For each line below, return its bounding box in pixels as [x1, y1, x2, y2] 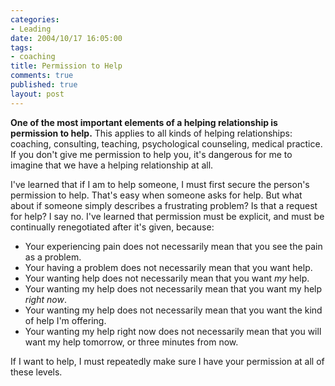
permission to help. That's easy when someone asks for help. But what [10, 189, 303, 201]
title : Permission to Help [10, 61, 123, 71]
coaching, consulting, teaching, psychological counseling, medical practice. [10, 137, 323, 150]
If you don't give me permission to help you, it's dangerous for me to [10, 148, 293, 160]
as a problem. [24, 251, 82, 263]
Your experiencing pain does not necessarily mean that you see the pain [24, 240, 323, 252]
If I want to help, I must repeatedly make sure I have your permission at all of [10, 355, 325, 367]
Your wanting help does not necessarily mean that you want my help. [24, 272, 310, 284]
